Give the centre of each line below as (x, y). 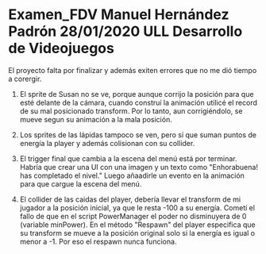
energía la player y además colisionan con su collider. (107, 143)
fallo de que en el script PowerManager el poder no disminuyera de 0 (133, 216)
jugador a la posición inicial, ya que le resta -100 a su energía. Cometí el (137, 207)
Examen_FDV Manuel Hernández (119, 15)
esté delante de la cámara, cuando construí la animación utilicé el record (139, 102)
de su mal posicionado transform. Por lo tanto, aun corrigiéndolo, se (131, 111)
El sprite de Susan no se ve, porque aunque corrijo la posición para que (137, 94)
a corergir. (25, 79)
